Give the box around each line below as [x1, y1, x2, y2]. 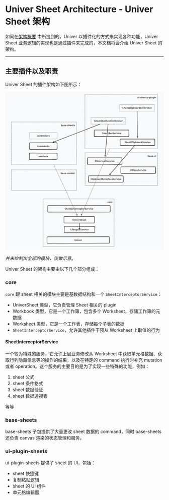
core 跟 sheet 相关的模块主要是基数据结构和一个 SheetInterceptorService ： [5, 291, 162, 297]
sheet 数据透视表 [12, 393, 48, 399]
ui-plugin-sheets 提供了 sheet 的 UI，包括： [5, 460, 96, 466]
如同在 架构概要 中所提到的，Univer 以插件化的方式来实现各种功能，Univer [5, 33, 158, 39]
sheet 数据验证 [12, 387, 44, 393]
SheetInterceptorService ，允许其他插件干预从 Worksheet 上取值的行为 [12, 327, 160, 333]
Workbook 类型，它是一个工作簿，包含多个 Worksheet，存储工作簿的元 [12, 308, 160, 314]
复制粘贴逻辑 [12, 477, 39, 483]
